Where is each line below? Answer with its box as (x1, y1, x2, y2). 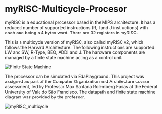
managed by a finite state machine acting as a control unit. (5, 54, 123, 60)
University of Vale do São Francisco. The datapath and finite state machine (5, 89, 156, 95)
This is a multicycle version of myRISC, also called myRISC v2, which (5, 39, 144, 45)
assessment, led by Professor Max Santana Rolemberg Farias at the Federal (5, 83, 158, 89)
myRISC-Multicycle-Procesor (5, 3, 127, 15)
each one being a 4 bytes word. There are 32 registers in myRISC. (5, 30, 138, 35)
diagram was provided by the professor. (5, 94, 85, 100)
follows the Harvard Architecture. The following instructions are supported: (5, 44, 156, 50)
